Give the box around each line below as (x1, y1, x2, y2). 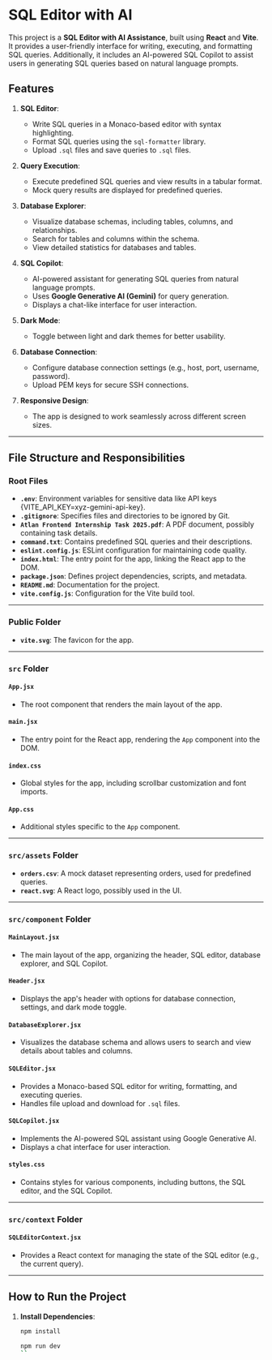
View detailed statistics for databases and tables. (32, 242, 197, 252)
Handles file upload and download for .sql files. (19, 1098, 181, 1108)
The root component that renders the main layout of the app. (19, 699, 223, 709)
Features (8, 82, 54, 96)
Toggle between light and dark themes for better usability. (32, 331, 226, 341)
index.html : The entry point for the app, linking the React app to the (19, 554, 246, 564)
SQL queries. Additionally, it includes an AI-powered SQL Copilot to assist (8, 49, 253, 59)
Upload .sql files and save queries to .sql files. (32, 144, 192, 155)
